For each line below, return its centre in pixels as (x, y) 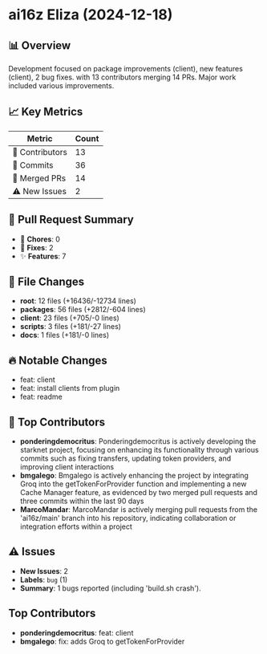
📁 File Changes (47, 282)
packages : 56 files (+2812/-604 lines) (83, 310)
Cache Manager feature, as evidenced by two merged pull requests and (139, 493)
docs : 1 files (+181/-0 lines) (65, 335)
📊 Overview (40, 45)
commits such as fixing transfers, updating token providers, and (125, 458)
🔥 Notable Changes (58, 360)
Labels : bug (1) (44, 579)
